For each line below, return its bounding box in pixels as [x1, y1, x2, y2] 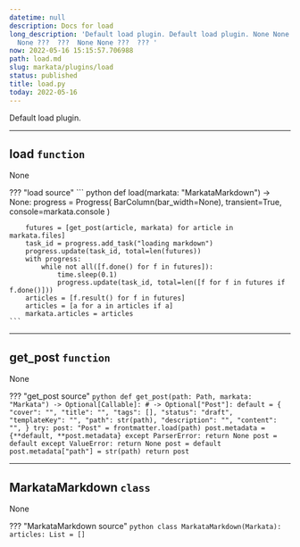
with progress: [25, 255, 82, 264]
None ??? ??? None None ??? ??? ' [17, 37, 158, 47]
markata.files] [9, 231, 66, 241]
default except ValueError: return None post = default [9, 439, 221, 449]
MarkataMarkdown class [9, 479, 151, 495]
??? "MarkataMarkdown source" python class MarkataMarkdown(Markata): [9, 520, 282, 531]
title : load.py [9, 79, 66, 88]
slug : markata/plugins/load [9, 63, 114, 72]
